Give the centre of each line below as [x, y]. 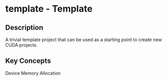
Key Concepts [28, 61]
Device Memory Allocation [33, 73]
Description [24, 28]
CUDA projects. [22, 45]
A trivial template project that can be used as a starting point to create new [83, 39]
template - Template [49, 9]
